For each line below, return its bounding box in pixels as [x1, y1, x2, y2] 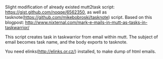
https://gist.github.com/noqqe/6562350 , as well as [5, 9, 107, 15]
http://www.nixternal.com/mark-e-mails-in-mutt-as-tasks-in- [25, 19, 147, 25]
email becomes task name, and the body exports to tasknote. [5, 39, 128, 45]
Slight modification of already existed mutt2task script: [5, 4, 115, 10]
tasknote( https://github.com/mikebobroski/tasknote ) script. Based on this [5, 15, 152, 20]
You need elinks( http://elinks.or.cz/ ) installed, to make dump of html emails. [5, 48, 156, 54]
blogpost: [5, 19, 24, 25]
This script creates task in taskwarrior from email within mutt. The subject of [5, 34, 158, 40]
